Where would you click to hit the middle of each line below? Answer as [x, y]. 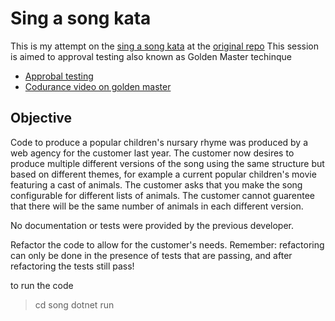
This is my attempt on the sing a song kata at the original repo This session [165, 46]
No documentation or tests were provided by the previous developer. [152, 225]
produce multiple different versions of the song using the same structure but [167, 163]
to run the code [42, 285]
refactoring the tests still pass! [72, 266]
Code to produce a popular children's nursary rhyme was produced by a [159, 142]
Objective [41, 118]
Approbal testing [59, 76]
